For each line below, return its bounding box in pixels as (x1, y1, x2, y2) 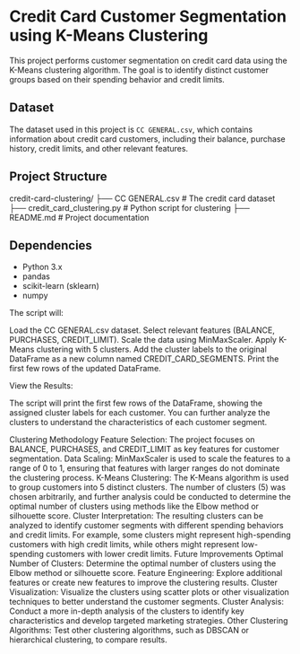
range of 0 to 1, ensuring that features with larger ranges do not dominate (9, 463, 280, 474)
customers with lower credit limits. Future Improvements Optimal (46, 549, 284, 560)
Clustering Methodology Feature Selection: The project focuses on (9, 434, 255, 445)
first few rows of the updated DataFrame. (9, 363, 161, 374)
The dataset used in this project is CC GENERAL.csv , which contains (9, 124, 253, 135)
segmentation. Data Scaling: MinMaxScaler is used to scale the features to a (9, 453, 291, 464)
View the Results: (9, 380, 73, 391)
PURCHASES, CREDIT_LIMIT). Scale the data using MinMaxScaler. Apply (9, 335, 278, 345)
